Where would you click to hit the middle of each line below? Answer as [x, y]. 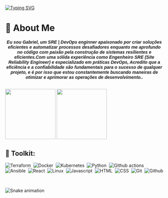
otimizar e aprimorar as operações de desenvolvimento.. [84, 77]
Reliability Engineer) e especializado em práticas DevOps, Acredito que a [84, 62]
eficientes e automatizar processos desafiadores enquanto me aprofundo [84, 47]
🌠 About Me [30, 28]
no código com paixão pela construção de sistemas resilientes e [84, 52]
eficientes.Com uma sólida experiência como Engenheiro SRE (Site [84, 57]
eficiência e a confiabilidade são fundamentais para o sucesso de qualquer [84, 67]
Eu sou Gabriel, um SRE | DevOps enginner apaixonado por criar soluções [84, 42]
